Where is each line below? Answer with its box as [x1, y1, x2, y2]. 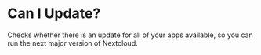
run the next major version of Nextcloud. [7, 38, 138, 47]
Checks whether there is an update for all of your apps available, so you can [7, 30, 254, 40]
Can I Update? [7, 5, 101, 22]
